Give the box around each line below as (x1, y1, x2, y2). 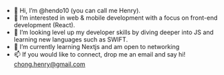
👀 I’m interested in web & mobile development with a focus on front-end (13, 14, 218, 22)
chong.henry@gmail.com (13, 60, 86, 68)
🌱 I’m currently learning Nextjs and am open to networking (13, 43, 180, 50)
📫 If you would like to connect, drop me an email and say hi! (13, 50, 186, 58)
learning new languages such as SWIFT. (13, 35, 128, 44)
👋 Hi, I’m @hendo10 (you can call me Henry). (13, 7, 141, 14)
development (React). (13, 21, 76, 29)
